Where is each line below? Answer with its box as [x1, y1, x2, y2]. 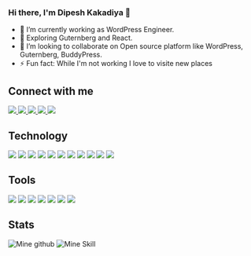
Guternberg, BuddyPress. [19, 50, 102, 60]
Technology [8, 129, 68, 142]
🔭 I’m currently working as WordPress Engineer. [19, 25, 175, 35]
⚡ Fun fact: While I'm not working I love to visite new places [19, 59, 212, 68]
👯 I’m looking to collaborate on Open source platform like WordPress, [19, 42, 244, 51]
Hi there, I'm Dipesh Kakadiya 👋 [8, 7, 131, 18]
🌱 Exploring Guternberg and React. [19, 33, 133, 42]
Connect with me [8, 84, 94, 97]
